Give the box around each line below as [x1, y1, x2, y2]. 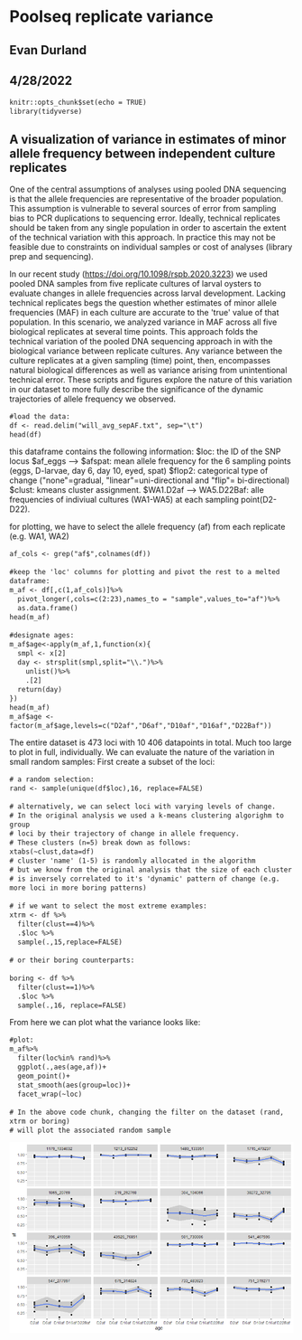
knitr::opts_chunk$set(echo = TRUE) [9, 98, 147, 108]
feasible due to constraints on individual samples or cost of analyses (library [9, 241, 293, 252]
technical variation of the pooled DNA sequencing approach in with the [9, 336, 273, 347]
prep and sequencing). [9, 251, 95, 262]
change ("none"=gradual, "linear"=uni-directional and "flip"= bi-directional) [9, 475, 290, 486]
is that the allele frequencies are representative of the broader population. [9, 193, 284, 204]
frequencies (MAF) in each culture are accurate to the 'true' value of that [9, 307, 279, 318]
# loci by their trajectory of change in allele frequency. [9, 829, 241, 838]
